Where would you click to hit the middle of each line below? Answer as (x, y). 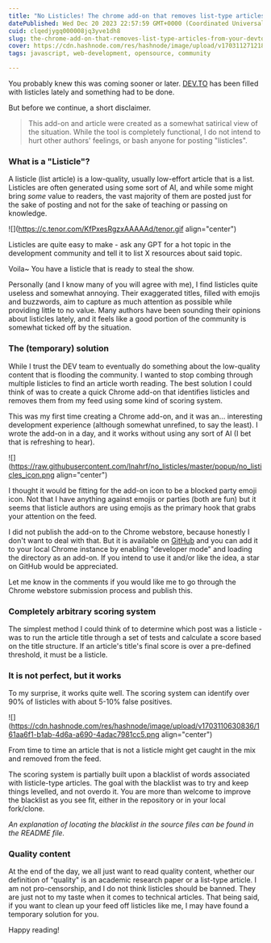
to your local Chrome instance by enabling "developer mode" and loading (130, 549)
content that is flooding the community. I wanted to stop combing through (131, 375)
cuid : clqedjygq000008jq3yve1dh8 (65, 31)
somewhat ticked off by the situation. (70, 327)
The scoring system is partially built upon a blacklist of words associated (129, 775)
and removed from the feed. (55, 759)
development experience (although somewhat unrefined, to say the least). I (133, 424)
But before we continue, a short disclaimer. (80, 107)
